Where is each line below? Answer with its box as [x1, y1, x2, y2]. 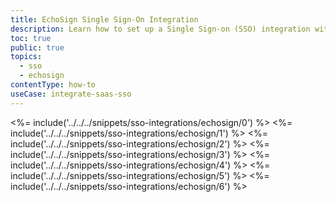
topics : [10, 52, 43, 62]
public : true [10, 42, 65, 53]
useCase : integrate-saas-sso [10, 89, 132, 99]
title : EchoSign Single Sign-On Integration [10, 14, 199, 25]
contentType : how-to [10, 80, 97, 90]
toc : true [10, 33, 52, 43]
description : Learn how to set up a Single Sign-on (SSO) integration [10, 24, 311, 34]
